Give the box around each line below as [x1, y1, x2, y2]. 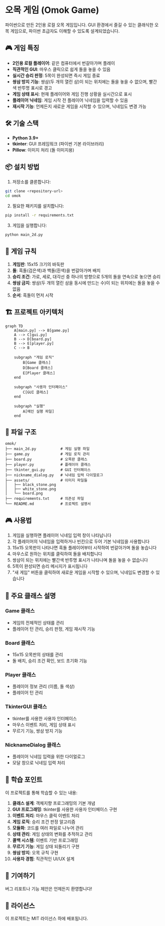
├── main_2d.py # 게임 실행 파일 [5, 446, 90, 451]
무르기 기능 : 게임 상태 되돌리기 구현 [12, 843, 80, 849]
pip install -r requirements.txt [5, 213, 74, 218]
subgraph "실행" [14, 403, 45, 408]
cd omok [5, 193, 21, 198]
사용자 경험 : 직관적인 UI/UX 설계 [12, 856, 75, 862]
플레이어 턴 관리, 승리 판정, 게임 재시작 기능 [12, 626, 95, 632]
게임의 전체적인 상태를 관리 [12, 619, 64, 625]
